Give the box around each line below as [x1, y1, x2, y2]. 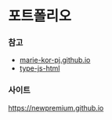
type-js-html [19, 64, 60, 73]
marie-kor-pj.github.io [19, 56, 91, 65]
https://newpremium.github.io [8, 103, 104, 112]
